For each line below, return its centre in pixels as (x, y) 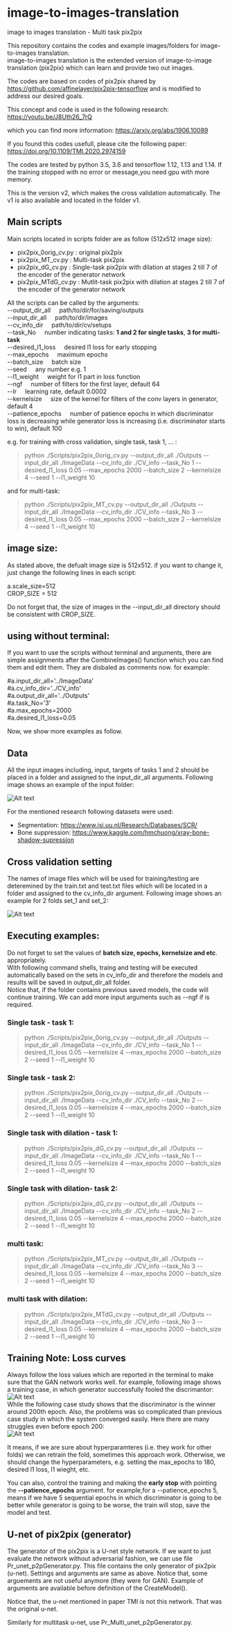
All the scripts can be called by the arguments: (73, 302)
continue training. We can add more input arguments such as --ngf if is (108, 997)
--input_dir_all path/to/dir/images (58, 317)
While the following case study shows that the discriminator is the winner (111, 1404)
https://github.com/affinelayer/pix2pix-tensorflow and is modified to (104, 88)
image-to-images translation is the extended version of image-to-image (110, 60)
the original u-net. (33, 1609)
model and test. (29, 1513)
